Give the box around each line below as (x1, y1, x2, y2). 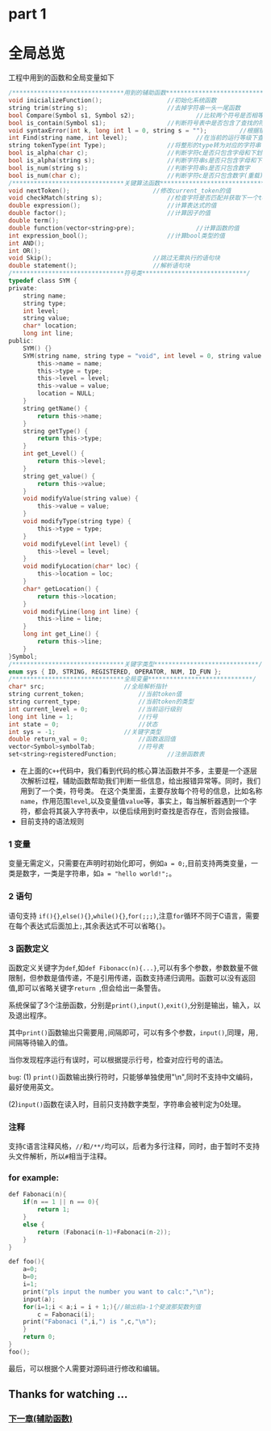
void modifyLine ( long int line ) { (23, 607, 139, 615)
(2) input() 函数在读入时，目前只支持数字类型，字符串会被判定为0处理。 (8, 1099, 246, 1108)
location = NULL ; (37, 390, 95, 398)
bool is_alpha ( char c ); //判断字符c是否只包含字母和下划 (8, 149, 262, 158)
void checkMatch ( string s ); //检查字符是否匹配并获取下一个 (8, 194, 259, 202)
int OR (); (8, 247, 42, 255)
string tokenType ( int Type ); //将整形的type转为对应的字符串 (8, 141, 261, 150)
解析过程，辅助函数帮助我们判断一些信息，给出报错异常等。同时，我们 (27, 776, 261, 785)
